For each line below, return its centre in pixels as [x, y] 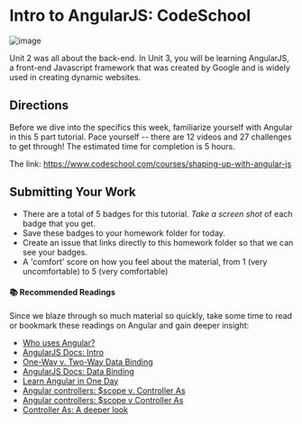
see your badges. [55, 252]
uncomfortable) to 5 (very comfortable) [95, 271]
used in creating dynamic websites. [75, 77]
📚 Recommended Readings [62, 293]
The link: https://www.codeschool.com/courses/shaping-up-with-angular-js [151, 164]
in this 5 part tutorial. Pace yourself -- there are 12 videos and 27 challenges [151, 137]
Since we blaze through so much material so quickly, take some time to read [151, 315]
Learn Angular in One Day [70, 381]
